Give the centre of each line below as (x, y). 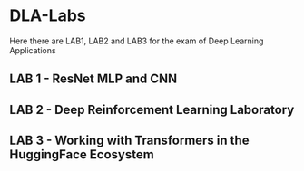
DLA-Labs (48, 16)
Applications (33, 50)
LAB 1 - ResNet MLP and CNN (93, 79)
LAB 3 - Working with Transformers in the (129, 141)
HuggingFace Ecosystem (82, 155)
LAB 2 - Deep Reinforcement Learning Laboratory (152, 109)
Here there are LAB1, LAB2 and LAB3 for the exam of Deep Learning (137, 41)
